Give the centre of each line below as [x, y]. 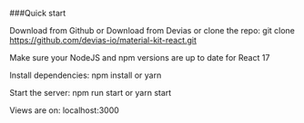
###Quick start [38, 13]
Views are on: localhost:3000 [65, 110]
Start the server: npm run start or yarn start [91, 93]
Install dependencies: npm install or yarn [86, 75]
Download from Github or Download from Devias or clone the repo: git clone [152, 30]
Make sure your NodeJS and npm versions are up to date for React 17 [140, 57]
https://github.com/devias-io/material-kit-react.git [103, 40]
